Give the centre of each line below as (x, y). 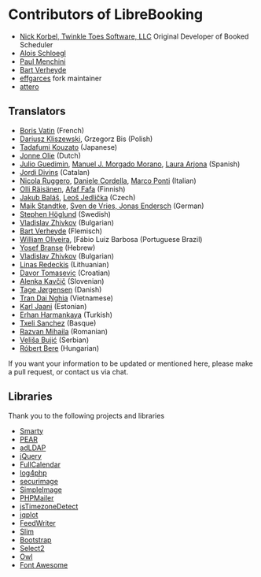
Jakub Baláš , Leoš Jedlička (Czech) (77, 197)
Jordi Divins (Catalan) (55, 172)
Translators (37, 112)
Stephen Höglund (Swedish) (65, 214)
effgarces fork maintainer (61, 78)
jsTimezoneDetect (49, 506)
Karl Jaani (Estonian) (53, 306)
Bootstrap (35, 540)
